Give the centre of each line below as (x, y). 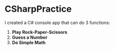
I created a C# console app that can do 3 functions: (57, 23)
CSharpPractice (38, 9)
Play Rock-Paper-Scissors (40, 32)
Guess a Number (30, 37)
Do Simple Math (29, 42)
